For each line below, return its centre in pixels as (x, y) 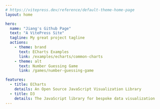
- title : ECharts (28, 85)
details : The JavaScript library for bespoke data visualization (85, 98)
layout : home (19, 15)
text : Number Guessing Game (48, 66)
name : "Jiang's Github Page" (41, 28)
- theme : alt (28, 61)
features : (16, 80)
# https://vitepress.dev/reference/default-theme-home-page (70, 10)
